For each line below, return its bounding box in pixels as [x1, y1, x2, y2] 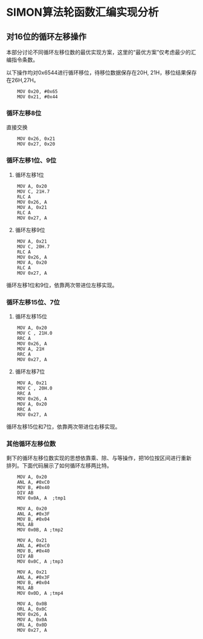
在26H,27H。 [6, 77, 39, 83]
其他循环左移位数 [6, 439, 56, 448]
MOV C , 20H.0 [17, 385, 53, 391]
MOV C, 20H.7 [17, 243, 50, 249]
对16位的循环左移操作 [6, 31, 86, 42]
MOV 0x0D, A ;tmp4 [17, 590, 63, 597]
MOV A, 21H [17, 345, 45, 352]
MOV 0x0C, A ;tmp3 [17, 559, 63, 565]
